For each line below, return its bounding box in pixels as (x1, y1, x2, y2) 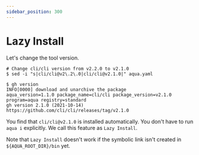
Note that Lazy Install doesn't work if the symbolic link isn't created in (6, 135, 182, 143)
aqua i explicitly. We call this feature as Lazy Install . (6, 124, 138, 131)
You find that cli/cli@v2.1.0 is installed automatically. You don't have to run (6, 117, 194, 125)
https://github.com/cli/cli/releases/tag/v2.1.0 (6, 107, 129, 113)
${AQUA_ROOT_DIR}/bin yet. (6, 142, 70, 149)
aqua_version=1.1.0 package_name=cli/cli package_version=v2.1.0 (6, 92, 172, 98)
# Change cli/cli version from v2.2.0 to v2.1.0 (6, 66, 129, 72)
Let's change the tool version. (6, 54, 79, 61)
